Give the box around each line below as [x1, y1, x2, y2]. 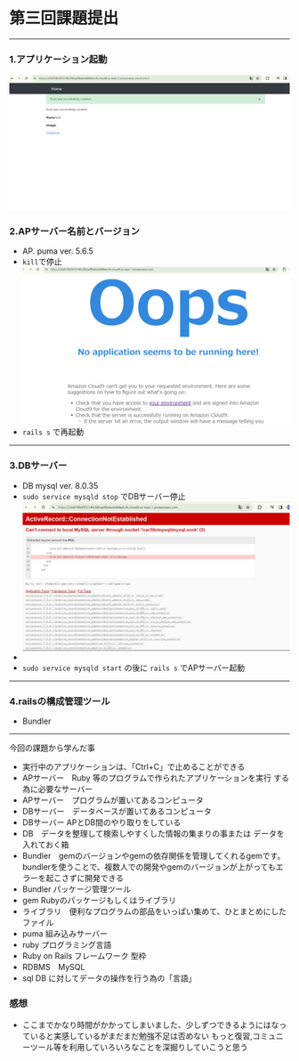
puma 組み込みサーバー [21, 928, 109, 939]
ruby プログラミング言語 [21, 940, 112, 951]
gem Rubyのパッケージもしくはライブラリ [21, 895, 176, 906]
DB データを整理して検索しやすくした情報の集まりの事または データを [21, 829, 285, 839]
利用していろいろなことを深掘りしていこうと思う [69, 1041, 248, 1052]
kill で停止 [21, 256, 62, 267]
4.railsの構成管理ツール [9, 695, 110, 708]
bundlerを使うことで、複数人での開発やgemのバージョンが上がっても [21, 862, 276, 872]
